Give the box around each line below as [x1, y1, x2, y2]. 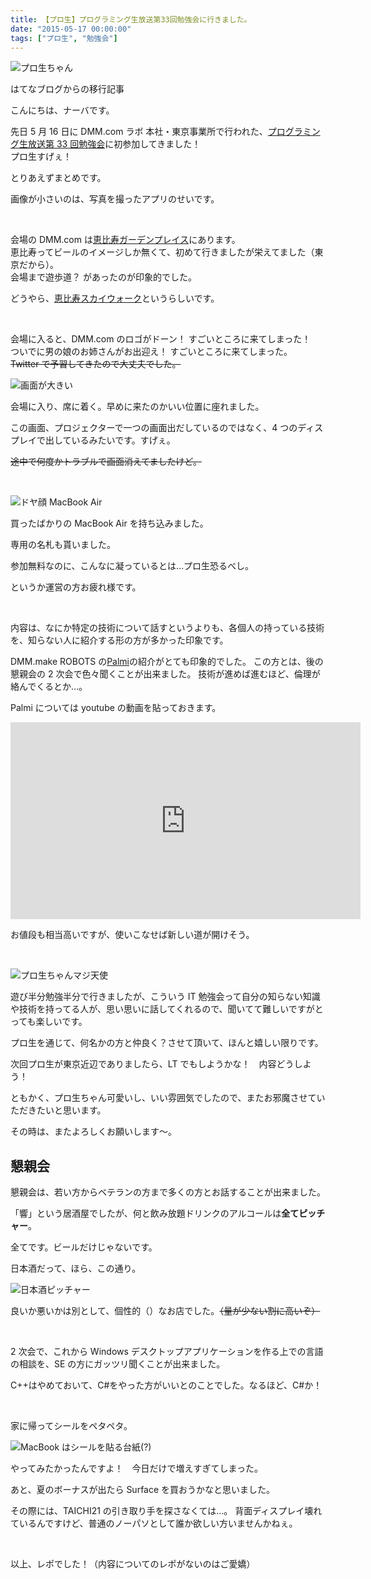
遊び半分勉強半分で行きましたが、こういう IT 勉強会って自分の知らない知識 [10, 991, 321, 1003]
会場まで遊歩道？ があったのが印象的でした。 [10, 271, 197, 283]
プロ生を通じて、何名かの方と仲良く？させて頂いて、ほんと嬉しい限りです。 [10, 1037, 324, 1049]
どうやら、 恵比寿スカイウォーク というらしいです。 [10, 292, 220, 305]
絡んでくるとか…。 [10, 681, 88, 693]
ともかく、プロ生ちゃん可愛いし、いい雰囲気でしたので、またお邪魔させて [10, 1092, 317, 1104]
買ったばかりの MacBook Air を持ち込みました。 [10, 517, 209, 530]
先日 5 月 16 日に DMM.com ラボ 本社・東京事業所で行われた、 [10, 126, 268, 138]
